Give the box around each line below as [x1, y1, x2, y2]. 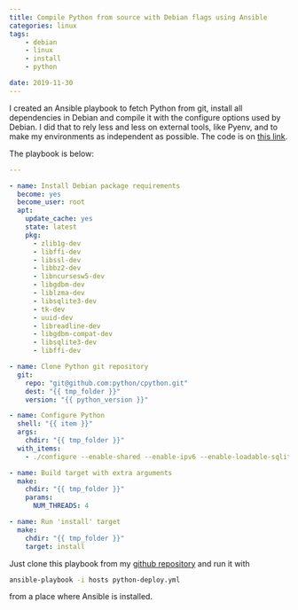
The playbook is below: [9, 148, 95, 159]
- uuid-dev [32, 313, 74, 322]
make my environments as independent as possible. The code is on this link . [9, 130, 288, 142]
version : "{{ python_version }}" [25, 395, 149, 404]
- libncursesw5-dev [32, 272, 105, 281]
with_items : [17, 444, 62, 453]
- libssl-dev [32, 255, 82, 264]
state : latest [25, 223, 77, 231]
